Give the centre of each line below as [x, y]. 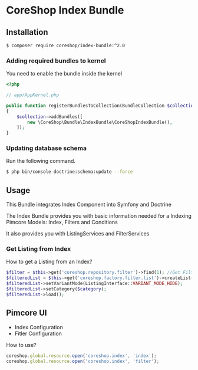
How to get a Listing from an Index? [49, 262]
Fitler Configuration [38, 333]
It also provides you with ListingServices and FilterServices [78, 234]
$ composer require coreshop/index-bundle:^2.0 [66, 45]
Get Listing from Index [39, 249]
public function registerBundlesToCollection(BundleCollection [85, 106]
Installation [27, 32]
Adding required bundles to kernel [56, 61]
